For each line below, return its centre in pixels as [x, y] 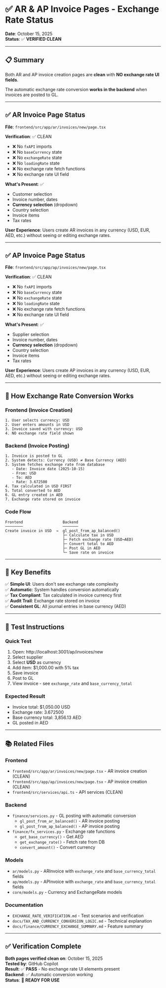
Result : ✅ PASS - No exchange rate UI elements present [62, 969]
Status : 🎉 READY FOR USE [32, 980]
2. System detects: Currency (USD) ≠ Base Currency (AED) [66, 460]
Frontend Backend [42, 522]
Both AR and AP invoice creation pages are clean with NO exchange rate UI [82, 74]
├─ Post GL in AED [81, 548]
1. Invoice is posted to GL [34, 456]
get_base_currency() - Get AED [52, 837]
